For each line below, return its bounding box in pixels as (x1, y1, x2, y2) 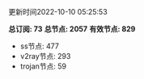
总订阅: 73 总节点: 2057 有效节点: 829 (8, 24, 136, 34)
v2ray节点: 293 (19, 52, 71, 60)
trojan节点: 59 (19, 61, 67, 71)
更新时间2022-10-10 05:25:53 (8, 7, 108, 16)
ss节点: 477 (19, 41, 59, 51)
